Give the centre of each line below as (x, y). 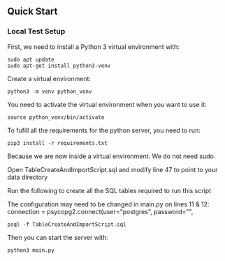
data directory (28, 177)
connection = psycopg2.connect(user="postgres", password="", (100, 211)
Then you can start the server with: (58, 237)
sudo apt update (31, 59)
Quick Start (32, 12)
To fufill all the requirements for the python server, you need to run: (104, 130)
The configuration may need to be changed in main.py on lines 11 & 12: (108, 204)
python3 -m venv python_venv (50, 91)
